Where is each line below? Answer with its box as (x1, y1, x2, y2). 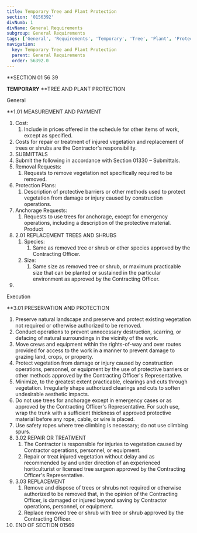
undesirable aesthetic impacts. (15, 390, 89, 397)
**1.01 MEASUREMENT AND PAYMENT (6, 108, 102, 115)
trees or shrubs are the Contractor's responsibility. (15, 144, 137, 151)
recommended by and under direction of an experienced (23, 459, 161, 466)
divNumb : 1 (6, 19, 33, 25)
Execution (6, 293, 31, 300)
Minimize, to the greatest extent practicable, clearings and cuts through (15, 378, 188, 385)
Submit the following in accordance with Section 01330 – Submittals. (15, 157, 181, 164)
